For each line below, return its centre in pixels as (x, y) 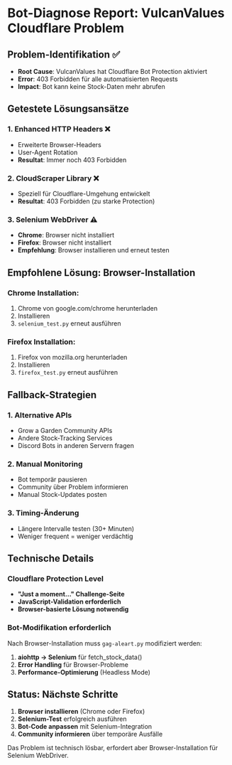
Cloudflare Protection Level (56, 579)
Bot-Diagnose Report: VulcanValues (116, 13)
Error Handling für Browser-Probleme (73, 664)
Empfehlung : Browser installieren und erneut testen (93, 250)
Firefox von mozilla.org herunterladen (72, 358)
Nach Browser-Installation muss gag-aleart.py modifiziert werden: (105, 643)
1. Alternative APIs (40, 415)
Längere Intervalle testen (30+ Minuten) (76, 528)
